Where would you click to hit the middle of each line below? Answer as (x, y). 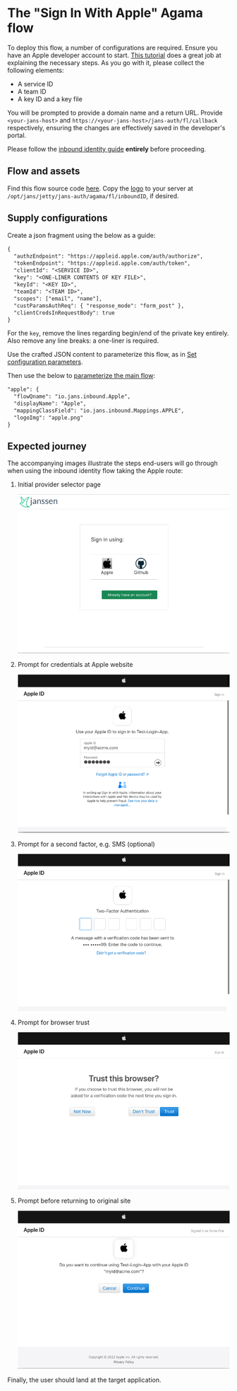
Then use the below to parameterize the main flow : (81, 375)
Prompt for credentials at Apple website (75, 664)
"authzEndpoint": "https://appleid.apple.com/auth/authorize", (108, 256)
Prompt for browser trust (53, 1023)
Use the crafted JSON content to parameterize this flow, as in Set (102, 354)
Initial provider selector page (59, 485)
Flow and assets (44, 171)
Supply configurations (57, 218)
